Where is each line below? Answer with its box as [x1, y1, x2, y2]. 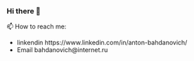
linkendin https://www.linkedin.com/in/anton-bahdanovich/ [16, 38, 188, 47]
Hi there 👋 [6, 6, 41, 16]
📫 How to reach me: [6, 22, 67, 31]
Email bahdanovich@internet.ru [16, 46, 108, 54]
